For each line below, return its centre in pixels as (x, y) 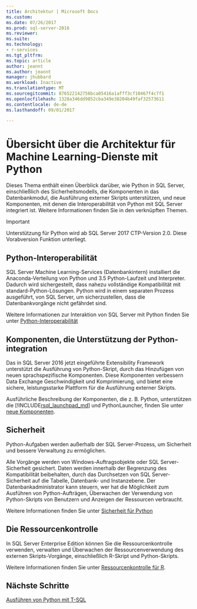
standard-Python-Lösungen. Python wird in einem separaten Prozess (90, 291)
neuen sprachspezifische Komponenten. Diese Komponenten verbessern (95, 375)
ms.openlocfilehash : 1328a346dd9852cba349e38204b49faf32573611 (85, 99)
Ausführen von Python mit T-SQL (46, 600)
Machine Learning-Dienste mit (82, 157)
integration (27, 348)
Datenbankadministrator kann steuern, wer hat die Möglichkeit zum (88, 487)
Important (18, 222)
